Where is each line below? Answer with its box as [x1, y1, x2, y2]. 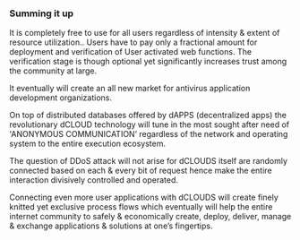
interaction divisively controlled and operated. [9, 175, 179, 185]
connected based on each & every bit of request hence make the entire [9, 165, 272, 176]
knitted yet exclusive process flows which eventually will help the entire [9, 201, 273, 212]
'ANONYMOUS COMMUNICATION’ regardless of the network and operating [9, 129, 288, 140]
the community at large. [9, 65, 97, 76]
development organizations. [9, 92, 112, 103]
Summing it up [9, 7, 74, 20]
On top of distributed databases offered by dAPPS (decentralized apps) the [9, 110, 287, 121]
